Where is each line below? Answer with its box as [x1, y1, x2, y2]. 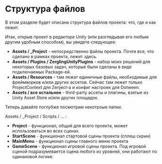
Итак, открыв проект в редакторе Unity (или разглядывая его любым [5, 34, 149, 40]
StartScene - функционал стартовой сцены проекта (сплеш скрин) [12, 133, 151, 139]
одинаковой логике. [12, 153, 54, 159]
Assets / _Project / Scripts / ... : [5, 113, 67, 119]
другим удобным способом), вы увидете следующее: [5, 39, 116, 45]
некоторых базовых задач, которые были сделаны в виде [12, 64, 132, 70]
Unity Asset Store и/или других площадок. [12, 94, 99, 100]
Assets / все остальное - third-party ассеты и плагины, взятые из [12, 89, 148, 95]
